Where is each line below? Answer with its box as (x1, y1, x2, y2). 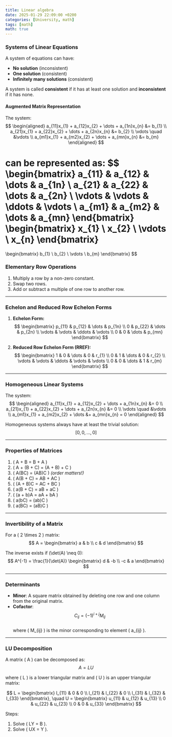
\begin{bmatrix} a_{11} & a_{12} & (5, 168, 149, 180)
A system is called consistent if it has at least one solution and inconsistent (5, 86, 166, 93)
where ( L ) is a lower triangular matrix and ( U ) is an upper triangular (5, 674, 152, 681)
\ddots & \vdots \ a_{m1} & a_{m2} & (5, 201, 160, 212)
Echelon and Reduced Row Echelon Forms (5, 304, 112, 311)
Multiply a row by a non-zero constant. (12, 275, 95, 281)
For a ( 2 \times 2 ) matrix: (5, 532, 60, 538)
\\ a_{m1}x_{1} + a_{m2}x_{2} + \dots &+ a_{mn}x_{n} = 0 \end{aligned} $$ (8, 412, 164, 418)
